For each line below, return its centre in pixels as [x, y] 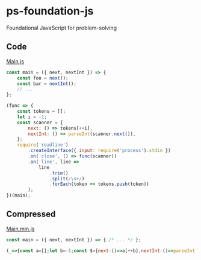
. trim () [59, 173]
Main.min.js [20, 229]
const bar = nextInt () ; [47, 84]
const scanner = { [40, 122]
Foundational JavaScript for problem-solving [62, 28]
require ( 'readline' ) [43, 145]
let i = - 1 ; [32, 117]
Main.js [15, 61]
